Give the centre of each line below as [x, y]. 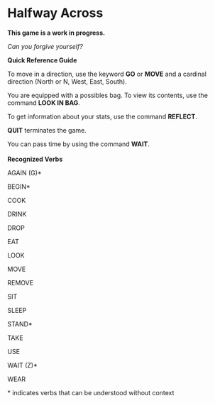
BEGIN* [19, 187]
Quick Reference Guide [42, 60]
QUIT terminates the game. [47, 130]
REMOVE [21, 282]
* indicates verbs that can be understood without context [91, 392]
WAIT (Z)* [22, 365]
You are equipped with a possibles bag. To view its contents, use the [107, 95]
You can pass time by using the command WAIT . [79, 144]
